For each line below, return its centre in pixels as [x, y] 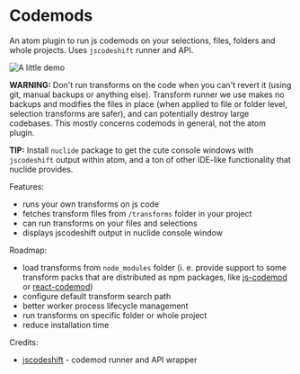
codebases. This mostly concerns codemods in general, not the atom [138, 123]
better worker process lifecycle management [105, 306]
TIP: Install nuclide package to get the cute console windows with [132, 150]
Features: [27, 186]
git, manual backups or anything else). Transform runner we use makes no [147, 94]
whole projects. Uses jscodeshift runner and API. [101, 49]
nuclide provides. [41, 169]
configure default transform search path [97, 296]
